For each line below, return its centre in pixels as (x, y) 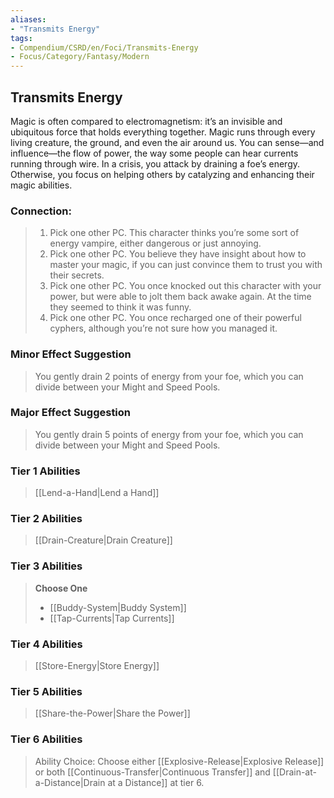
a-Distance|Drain (70, 782)
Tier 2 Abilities (46, 519)
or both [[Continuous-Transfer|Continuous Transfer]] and (152, 772)
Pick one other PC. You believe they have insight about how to (178, 254)
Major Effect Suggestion (71, 413)
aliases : (28, 19)
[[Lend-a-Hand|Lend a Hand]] (97, 493)
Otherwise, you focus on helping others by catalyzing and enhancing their (162, 174)
